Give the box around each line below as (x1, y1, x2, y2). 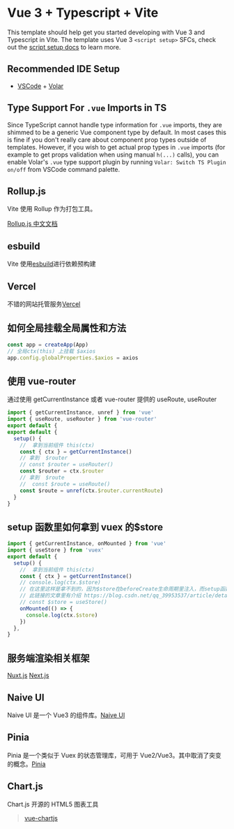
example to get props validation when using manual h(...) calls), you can (7, 150, 219, 159)
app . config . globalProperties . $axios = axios (7, 354, 139, 361)
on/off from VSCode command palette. (7, 165, 120, 173)
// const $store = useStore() (19, 599, 108, 606)
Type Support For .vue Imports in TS (7, 102, 167, 114)
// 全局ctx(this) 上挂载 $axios (7, 347, 96, 354)
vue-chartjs (24, 814, 58, 822)
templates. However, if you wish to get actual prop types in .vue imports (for (7, 143, 226, 151)
